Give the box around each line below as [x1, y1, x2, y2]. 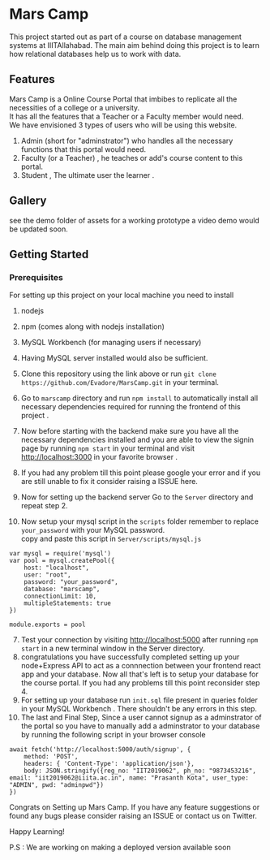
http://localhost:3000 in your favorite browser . [20, 452, 178, 462]
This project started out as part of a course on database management [9, 32, 242, 41]
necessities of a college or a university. [9, 102, 140, 112]
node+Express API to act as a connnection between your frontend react [20, 661, 262, 671]
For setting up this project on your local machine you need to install [9, 290, 234, 300]
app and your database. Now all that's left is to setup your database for [20, 669, 259, 679]
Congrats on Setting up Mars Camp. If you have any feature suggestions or [9, 802, 260, 812]
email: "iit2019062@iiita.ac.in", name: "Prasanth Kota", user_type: [9, 774, 250, 782]
